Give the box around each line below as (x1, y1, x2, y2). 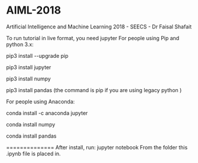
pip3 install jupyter (6, 63, 51, 71)
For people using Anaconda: (6, 98, 75, 105)
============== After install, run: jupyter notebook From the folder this (6, 144, 188, 151)
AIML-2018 (6, 4, 61, 17)
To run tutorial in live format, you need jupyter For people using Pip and (6, 34, 180, 41)
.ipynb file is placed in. (6, 150, 61, 157)
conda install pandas (6, 132, 57, 139)
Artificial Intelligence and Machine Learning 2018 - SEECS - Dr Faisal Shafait (6, 23, 192, 30)
